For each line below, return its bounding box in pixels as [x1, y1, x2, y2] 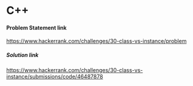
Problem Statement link [6, 24, 67, 31]
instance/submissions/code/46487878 [6, 73, 103, 81]
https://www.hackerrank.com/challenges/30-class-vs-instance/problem [6, 38, 187, 45]
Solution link [6, 51, 39, 58]
